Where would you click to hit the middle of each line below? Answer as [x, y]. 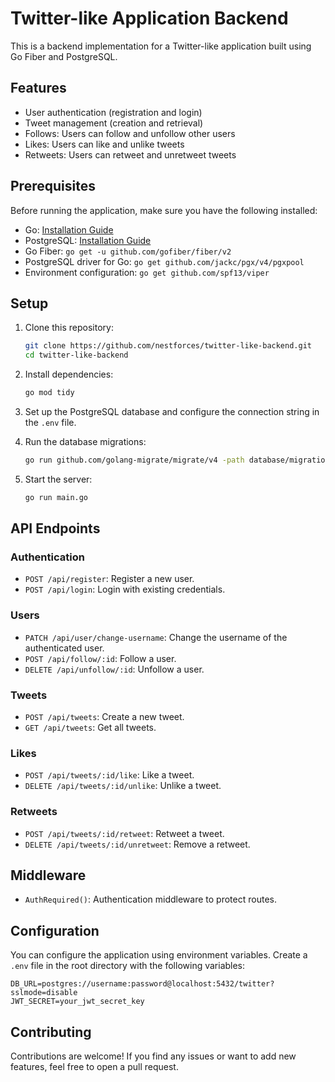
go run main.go [56, 497]
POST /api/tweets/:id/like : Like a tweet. [109, 775]
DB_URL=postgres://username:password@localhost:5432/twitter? [142, 984]
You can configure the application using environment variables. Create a [159, 955]
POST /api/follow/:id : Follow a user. [100, 658]
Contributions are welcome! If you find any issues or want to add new [153, 1056]
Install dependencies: [69, 374]
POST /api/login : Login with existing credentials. [125, 589]
